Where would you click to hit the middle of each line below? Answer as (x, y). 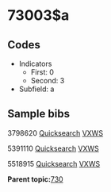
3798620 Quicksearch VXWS (55, 132)
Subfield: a (36, 89)
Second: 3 (48, 81)
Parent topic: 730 (36, 179)
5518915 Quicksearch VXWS (54, 163)
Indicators (35, 63)
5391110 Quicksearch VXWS (54, 148)
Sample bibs (39, 114)
